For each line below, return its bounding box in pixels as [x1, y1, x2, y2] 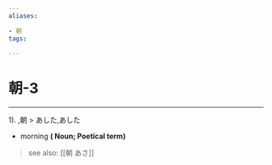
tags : [8, 34, 27, 43]
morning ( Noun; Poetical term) [19, 131, 126, 142]
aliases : [8, 11, 38, 20]
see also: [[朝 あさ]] [28, 148, 95, 158]
